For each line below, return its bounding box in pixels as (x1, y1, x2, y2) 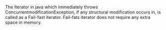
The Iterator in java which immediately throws (5, 4, 98, 10)
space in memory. (5, 19, 42, 25)
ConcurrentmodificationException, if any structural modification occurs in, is (5, 9, 161, 15)
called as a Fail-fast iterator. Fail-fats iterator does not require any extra (5, 15, 151, 20)
